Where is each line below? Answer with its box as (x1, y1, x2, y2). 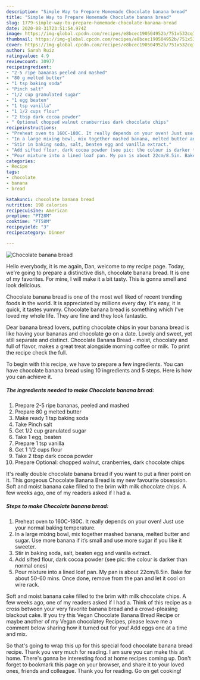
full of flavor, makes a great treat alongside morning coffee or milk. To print (6, 343, 190, 350)
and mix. (6, 630, 27, 637)
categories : (6, 158, 36, 164)
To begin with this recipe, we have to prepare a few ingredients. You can (6, 361, 183, 368)
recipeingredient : (6, 64, 52, 70)
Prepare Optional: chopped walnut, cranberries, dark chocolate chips (14, 459, 185, 466)
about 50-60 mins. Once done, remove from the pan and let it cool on (14, 575, 186, 582)
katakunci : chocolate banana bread (6, 196, 95, 202)
